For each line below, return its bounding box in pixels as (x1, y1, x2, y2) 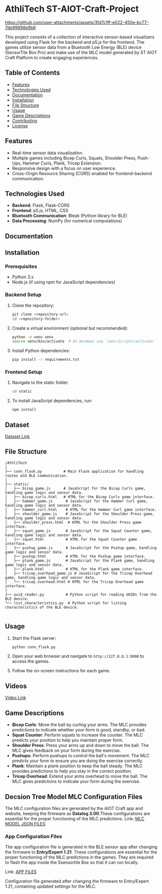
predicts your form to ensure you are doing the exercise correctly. (12, 758, 144, 764)
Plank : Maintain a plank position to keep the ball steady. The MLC (12, 763, 143, 769)
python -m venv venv (12, 334, 54, 339)
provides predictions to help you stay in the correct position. (12, 768, 132, 774)
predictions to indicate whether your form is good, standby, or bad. (12, 727, 146, 733)
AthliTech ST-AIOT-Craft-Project (5, 3, 139, 15)
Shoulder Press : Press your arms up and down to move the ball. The (12, 743, 149, 748)
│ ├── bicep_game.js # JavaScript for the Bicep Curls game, (5, 486, 146, 491)
